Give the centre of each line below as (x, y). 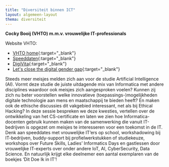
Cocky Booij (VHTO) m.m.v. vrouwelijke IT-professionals (66, 34)
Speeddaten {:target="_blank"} (44, 59)
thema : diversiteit (26, 19)
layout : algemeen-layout (31, 15)
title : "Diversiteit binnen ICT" (40, 10)
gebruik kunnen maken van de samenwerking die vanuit (84, 122)
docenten (15, 122)
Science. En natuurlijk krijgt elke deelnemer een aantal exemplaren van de (82, 154)
